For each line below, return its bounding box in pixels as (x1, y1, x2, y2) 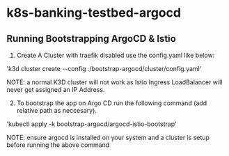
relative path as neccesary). (16, 107, 97, 114)
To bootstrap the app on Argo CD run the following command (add (16, 99, 207, 107)
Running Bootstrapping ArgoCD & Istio (6, 33, 177, 45)
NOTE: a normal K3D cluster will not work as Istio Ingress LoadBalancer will (6, 78, 223, 86)
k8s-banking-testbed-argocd (6, 5, 182, 21)
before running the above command (6, 141, 110, 149)
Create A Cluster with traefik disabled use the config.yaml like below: (16, 51, 215, 59)
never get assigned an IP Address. (6, 86, 105, 93)
